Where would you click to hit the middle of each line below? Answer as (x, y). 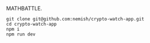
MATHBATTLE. (24, 8)
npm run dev (21, 34)
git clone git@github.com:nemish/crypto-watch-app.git (75, 19)
